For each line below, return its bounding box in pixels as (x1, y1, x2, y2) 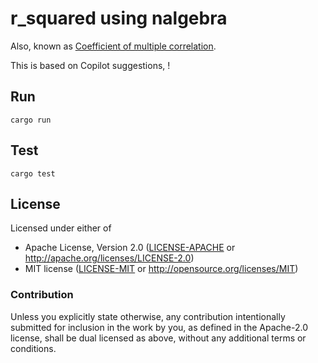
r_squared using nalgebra (10, 7, 228, 30)
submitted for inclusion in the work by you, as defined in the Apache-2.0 (10, 321, 308, 333)
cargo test (10, 168, 56, 179)
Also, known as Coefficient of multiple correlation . (10, 40, 217, 52)
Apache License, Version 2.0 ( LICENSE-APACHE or (24, 242, 236, 254)
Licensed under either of (10, 222, 112, 234)
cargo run (10, 115, 52, 125)
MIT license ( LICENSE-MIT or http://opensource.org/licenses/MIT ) (24, 263, 299, 275)
